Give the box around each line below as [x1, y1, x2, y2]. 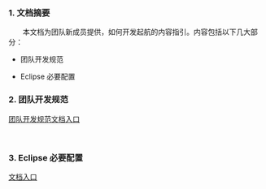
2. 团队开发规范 [8, 94, 69, 105]
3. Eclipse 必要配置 [8, 152, 84, 163]
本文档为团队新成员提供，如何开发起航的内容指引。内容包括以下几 [22, 27, 244, 37]
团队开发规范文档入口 [8, 114, 80, 123]
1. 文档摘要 [8, 6, 50, 18]
